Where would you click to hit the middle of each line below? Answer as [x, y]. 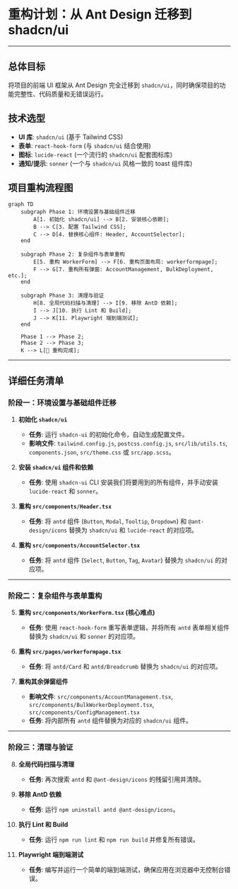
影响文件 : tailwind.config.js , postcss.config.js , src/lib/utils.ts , [128, 443]
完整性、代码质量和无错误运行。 [60, 94]
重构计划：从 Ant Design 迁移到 [100, 15]
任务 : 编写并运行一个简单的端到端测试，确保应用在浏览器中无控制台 [126, 869]
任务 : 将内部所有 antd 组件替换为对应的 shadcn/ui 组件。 [111, 720]
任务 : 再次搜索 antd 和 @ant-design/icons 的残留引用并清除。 [117, 779]
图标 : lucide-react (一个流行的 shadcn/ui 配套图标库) [95, 154]
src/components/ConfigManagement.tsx [84, 713]
